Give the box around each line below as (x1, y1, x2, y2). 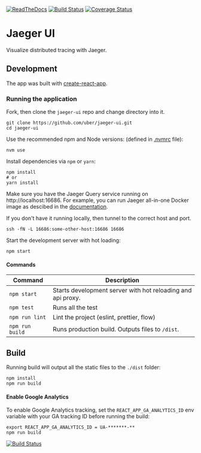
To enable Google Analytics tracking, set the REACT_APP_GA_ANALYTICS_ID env (6, 406, 194, 413)
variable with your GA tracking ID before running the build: (6, 413, 150, 420)
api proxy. (53, 294, 81, 302)
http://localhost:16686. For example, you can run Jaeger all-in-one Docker (6, 197, 190, 204)
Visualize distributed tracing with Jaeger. (6, 46, 107, 53)
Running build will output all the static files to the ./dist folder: (6, 364, 161, 371)
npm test (9, 304, 34, 311)
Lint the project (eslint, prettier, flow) (53, 313, 156, 322)
